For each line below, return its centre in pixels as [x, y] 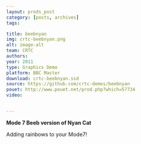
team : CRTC [20, 51]
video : [14, 95]
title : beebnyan [26, 34]
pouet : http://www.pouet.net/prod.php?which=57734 [71, 90]
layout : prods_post [31, 12]
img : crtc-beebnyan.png [36, 40]
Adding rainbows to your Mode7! [47, 134]
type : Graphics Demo [32, 67]
